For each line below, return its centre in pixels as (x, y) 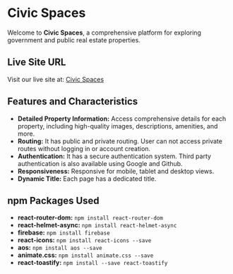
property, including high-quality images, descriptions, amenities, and (118, 126)
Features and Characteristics (73, 101)
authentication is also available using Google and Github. (100, 163)
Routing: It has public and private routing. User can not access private (120, 141)
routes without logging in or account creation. (84, 148)
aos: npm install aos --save (60, 248)
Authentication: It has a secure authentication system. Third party (114, 156)
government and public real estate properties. (74, 40)
